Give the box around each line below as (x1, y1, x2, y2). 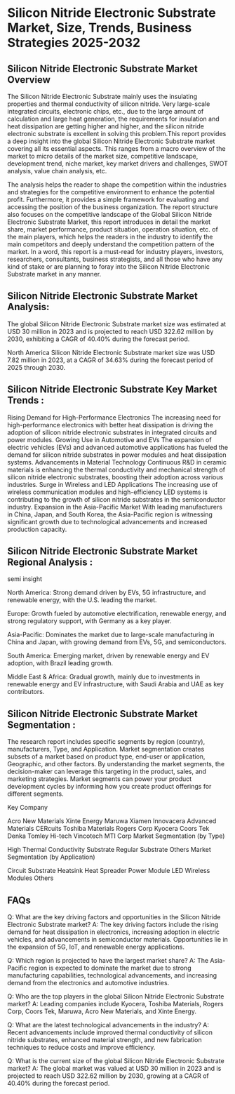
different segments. (7, 789, 65, 798)
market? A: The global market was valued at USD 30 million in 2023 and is (7, 1065, 222, 1073)
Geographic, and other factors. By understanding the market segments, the (7, 760, 225, 768)
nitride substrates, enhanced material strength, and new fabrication (7, 1036, 202, 1044)
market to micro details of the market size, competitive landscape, (7, 152, 199, 160)
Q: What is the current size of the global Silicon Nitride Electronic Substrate (7, 1057, 224, 1065)
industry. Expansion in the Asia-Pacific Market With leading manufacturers (7, 502, 223, 511)
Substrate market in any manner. (7, 270, 102, 278)
